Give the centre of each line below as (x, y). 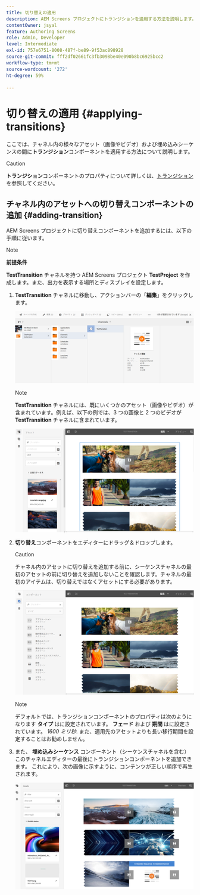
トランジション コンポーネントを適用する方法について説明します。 (112, 151)
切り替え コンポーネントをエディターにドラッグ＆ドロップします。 (95, 542)
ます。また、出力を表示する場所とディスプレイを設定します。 (91, 282)
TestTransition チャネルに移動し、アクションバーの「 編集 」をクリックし (104, 295)
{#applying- (112, 114)
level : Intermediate (32, 44)
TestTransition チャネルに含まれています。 (67, 420)
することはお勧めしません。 (54, 739)
